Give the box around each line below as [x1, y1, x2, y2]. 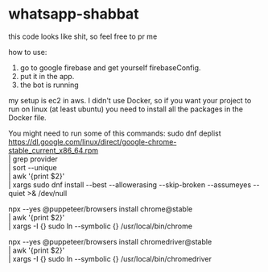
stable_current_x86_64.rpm [8, 145, 99, 155]
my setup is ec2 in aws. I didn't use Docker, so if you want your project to [8, 95, 252, 105]
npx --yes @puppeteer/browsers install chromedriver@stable [8, 236, 212, 246]
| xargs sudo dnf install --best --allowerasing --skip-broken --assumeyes [8, 179, 252, 190]
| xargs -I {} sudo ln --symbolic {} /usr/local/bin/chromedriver [8, 253, 212, 263]
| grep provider [8, 154, 58, 164]
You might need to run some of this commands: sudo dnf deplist [8, 128, 221, 138]
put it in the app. [19, 71, 75, 81]
